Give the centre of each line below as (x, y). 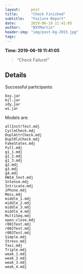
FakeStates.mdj (20, 143)
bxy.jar (13, 96)
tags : (10, 37)
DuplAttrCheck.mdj (23, 135)
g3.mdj (12, 169)
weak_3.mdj (16, 262)
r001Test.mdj (18, 224)
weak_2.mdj (16, 258)
